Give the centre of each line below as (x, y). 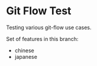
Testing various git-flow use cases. (49, 27)
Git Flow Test (39, 11)
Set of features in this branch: (42, 39)
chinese (24, 50)
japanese (26, 56)
